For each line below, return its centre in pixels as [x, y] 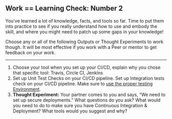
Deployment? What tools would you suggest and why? [70, 111]
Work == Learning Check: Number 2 [64, 8]
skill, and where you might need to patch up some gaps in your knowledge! [84, 32]
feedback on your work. [30, 52]
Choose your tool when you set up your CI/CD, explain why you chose [87, 67]
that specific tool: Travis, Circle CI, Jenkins [58, 73]
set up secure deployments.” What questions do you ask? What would [87, 100]
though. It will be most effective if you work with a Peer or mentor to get [81, 47]
